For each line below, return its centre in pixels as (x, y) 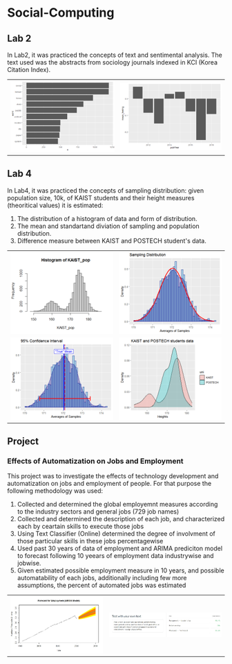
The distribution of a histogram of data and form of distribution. (107, 218)
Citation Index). (29, 70)
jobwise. (29, 563)
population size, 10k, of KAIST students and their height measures (101, 198)
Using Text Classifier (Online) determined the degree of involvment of (116, 534)
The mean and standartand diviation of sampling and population (108, 226)
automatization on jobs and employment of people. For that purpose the (109, 484)
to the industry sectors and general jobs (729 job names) (98, 512)
